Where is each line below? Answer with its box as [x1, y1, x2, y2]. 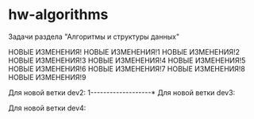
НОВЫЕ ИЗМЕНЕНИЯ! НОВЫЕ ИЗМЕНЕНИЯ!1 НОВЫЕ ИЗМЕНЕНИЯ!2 [8, 47, 241, 56]
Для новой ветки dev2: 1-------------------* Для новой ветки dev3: [8, 87, 236, 97]
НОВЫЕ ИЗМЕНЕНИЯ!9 [8, 72, 87, 82]
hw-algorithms [8, 6, 109, 24]
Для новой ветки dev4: [8, 103, 87, 113]
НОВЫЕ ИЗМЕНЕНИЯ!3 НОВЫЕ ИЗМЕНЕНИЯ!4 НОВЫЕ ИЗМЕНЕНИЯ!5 [8, 56, 246, 65]
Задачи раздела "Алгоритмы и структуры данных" [8, 32, 180, 41]
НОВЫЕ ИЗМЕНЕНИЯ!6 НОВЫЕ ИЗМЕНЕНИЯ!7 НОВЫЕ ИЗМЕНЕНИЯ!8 [8, 63, 246, 73]
